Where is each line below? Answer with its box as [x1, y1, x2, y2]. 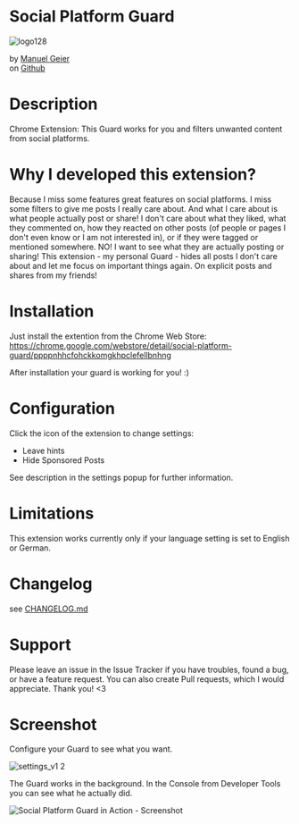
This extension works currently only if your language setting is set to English [9, 533, 290, 543]
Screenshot [9, 714, 97, 735]
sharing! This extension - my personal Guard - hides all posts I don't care [9, 250, 278, 261]
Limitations [9, 503, 95, 524]
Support [9, 635, 71, 654]
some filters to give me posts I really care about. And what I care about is [9, 203, 278, 214]
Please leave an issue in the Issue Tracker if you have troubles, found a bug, [9, 664, 289, 675]
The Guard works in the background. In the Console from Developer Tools [9, 778, 281, 789]
